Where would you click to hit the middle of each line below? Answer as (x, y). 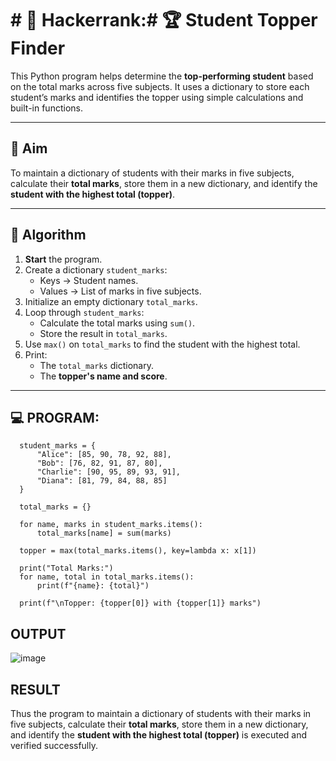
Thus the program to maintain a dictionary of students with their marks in (161, 713)
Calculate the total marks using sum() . (117, 323)
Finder (38, 48)
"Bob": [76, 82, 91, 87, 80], (99, 463)
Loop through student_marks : (84, 312)
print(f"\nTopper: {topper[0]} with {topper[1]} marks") (140, 603)
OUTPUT (38, 633)
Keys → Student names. (89, 280)
